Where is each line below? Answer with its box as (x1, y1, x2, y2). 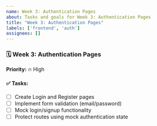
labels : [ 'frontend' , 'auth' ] (6, 25, 81, 31)
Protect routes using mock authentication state (14, 113, 128, 120)
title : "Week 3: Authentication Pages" (6, 19, 104, 25)
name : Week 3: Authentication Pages (6, 8, 96, 15)
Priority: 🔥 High (6, 66, 45, 73)
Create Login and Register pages (14, 93, 95, 100)
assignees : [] (6, 31, 41, 37)
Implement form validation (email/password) (14, 100, 122, 107)
